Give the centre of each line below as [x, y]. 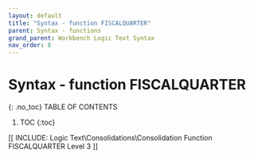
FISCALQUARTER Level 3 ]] [53, 146]
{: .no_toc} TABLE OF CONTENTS [63, 107]
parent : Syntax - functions [55, 30]
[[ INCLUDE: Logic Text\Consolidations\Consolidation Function [110, 138]
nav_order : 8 [30, 45]
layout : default [35, 16]
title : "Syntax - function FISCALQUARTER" [80, 23]
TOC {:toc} [37, 122]
